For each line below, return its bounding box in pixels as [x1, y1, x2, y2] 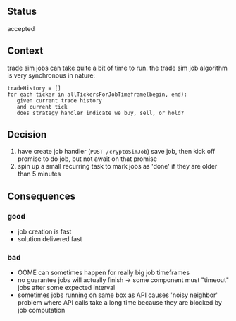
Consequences [7, 190, 76, 202]
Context [7, 45, 44, 57]
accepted [7, 24, 35, 32]
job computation [17, 306, 66, 315]
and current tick [16, 103, 68, 110]
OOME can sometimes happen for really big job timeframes [17, 268, 190, 277]
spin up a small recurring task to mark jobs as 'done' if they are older [17, 162, 218, 171]
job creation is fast [17, 227, 72, 236]
